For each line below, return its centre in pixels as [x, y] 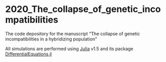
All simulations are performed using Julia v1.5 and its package [69, 48]
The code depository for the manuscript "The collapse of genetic [73, 33]
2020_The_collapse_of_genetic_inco [83, 9]
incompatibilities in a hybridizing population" [51, 39]
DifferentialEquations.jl [28, 54]
